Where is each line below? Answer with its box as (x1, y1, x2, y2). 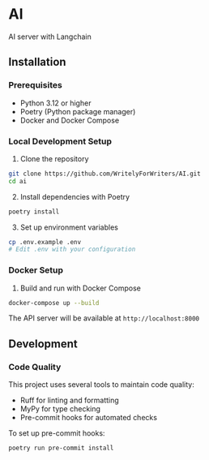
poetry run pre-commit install (8, 444, 114, 453)
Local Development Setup (8, 135, 112, 147)
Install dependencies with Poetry (19, 191, 130, 201)
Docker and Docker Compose (19, 115, 120, 125)
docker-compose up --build (8, 299, 100, 307)
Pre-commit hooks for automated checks (19, 413, 158, 423)
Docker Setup (8, 264, 63, 276)
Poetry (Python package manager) (19, 106, 136, 116)
